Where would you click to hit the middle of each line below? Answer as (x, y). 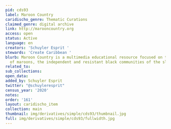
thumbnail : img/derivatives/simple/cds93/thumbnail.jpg (66, 114)
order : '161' (19, 100)
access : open (19, 34)
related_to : (18, 67)
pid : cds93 (17, 10)
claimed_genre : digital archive (39, 24)
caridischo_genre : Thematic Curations (46, 19)
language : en (19, 43)
